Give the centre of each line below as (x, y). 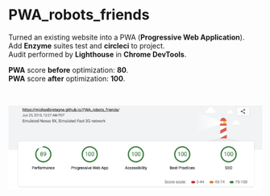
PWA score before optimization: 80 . (69, 69)
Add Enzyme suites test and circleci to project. (87, 45)
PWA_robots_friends (79, 15)
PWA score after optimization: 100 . (67, 78)
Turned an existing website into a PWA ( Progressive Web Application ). (127, 37)
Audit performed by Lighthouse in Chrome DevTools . (98, 54)
